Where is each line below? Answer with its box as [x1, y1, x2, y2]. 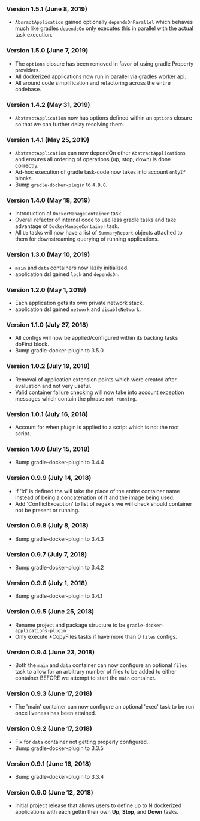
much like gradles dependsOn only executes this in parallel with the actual [14, 25, 193, 32]
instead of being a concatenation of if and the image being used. [14, 494, 175, 501]
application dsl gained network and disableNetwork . [14, 306, 141, 313]
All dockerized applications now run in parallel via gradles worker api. [14, 73, 187, 80]
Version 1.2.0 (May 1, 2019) [6, 285, 87, 294]
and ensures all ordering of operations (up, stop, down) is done [14, 156, 171, 163]
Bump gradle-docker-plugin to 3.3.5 [14, 745, 104, 752]
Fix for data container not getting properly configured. [14, 738, 149, 745]
